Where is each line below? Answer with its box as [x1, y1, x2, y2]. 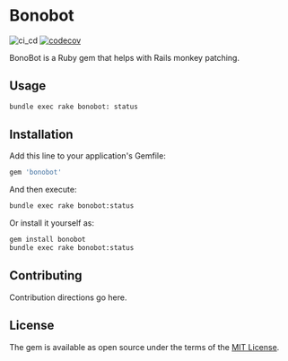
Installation [9, 127, 74, 142]
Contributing [9, 268, 83, 283]
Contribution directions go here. [9, 292, 127, 303]
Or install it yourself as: [9, 218, 94, 228]
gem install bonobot [9, 235, 87, 245]
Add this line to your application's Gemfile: [9, 150, 166, 161]
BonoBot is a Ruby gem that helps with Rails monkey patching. [9, 52, 240, 63]
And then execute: [9, 185, 77, 195]
